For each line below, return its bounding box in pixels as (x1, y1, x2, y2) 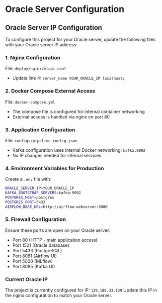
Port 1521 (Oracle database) (12, 242, 70, 248)
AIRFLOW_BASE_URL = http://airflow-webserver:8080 (5, 204, 108, 209)
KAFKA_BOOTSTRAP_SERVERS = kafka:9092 (5, 191, 81, 196)
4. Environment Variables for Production (5, 165, 104, 172)
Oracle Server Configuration (5, 3, 125, 15)
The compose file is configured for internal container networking (12, 108, 145, 114)
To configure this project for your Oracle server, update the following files (5, 36, 156, 42)
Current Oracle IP (5, 276, 48, 283)
